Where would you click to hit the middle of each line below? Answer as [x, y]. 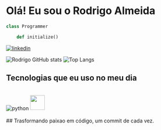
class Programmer [27, 26]
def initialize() [38, 37]
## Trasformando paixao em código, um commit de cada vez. [80, 121]
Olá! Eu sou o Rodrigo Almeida [81, 11]
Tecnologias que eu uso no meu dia [71, 78]
